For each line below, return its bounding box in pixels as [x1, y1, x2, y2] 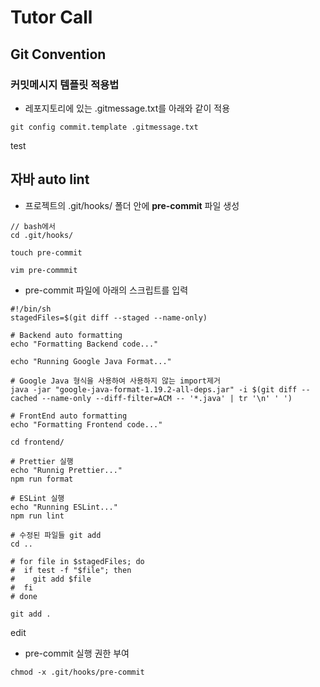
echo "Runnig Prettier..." [10, 465, 123, 475]
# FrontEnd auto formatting [10, 411, 128, 421]
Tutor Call [10, 6, 93, 29]
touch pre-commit [10, 247, 83, 258]
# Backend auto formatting [10, 330, 123, 340]
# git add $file [10, 574, 92, 584]
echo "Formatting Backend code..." [10, 339, 159, 349]
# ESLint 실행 [10, 493, 65, 503]
